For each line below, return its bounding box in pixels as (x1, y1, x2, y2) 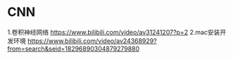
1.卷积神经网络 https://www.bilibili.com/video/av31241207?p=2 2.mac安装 (7, 28, 220, 36)
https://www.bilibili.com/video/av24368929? (27, 36, 157, 45)
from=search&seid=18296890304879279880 (7, 44, 140, 53)
